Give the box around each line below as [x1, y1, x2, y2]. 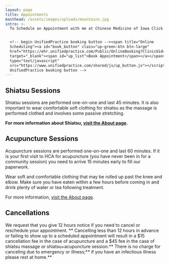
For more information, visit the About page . [5, 194, 95, 200]
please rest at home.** [5, 254, 52, 260]
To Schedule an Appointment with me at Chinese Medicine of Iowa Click [10, 26, 163, 31]
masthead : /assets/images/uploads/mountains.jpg [5, 17, 109, 22]
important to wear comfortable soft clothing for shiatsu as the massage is [5, 105, 157, 111]
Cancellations [5, 209, 50, 217]
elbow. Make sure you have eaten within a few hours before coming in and [5, 179, 159, 185]
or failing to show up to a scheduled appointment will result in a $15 [5, 232, 145, 239]
